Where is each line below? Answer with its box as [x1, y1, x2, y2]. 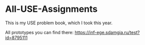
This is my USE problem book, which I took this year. [5, 20, 113, 26]
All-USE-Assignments [5, 3, 98, 15]
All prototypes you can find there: [5, 29, 74, 35]
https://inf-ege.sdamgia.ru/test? [74, 29, 140, 35]
